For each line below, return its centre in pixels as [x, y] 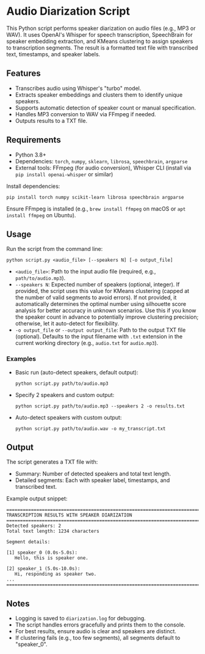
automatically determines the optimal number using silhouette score [101, 304]
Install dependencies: [33, 186]
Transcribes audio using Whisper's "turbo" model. [78, 88]
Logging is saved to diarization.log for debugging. [81, 619]
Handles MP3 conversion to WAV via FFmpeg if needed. [86, 114]
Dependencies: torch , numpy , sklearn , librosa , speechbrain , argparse [101, 161]
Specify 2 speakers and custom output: [65, 395]
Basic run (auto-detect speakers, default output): [77, 372]
